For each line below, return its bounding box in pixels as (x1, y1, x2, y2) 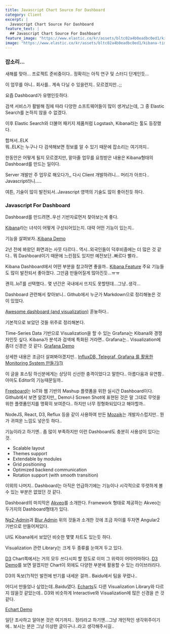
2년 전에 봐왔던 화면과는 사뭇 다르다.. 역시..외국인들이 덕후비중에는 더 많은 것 (5, 246, 156, 252)
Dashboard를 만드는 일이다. (5, 161, 61, 167)
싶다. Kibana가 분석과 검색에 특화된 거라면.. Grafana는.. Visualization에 (18, 336, 161, 343)
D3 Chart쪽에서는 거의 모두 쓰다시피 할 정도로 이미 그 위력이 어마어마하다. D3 (5, 556, 158, 562)
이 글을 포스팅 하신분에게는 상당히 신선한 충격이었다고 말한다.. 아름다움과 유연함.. (5, 371, 164, 377)
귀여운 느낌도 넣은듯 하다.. (10, 418, 62, 424)
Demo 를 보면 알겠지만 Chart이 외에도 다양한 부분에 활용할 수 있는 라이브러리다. (5, 562, 161, 568)
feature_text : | (5, 26, 39, 31)
